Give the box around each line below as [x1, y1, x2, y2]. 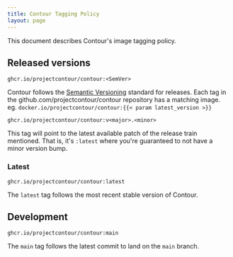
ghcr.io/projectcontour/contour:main [7, 229, 119, 237]
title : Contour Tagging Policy [7, 10, 100, 18]
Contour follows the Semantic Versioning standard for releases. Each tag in [7, 88, 227, 96]
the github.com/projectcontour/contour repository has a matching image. [7, 96, 221, 104]
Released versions [7, 57, 91, 69]
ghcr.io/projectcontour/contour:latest [7, 178, 125, 185]
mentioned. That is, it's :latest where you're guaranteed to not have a [7, 137, 213, 145]
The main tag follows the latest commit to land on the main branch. [7, 242, 200, 251]
